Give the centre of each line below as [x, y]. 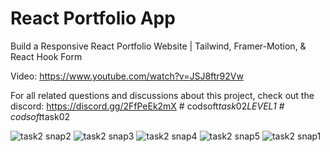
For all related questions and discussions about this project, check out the [162, 95]
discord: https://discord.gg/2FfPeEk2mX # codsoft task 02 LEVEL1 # [147, 106]
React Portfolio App [93, 18]
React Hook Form [46, 56]
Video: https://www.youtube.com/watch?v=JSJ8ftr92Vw [127, 76]
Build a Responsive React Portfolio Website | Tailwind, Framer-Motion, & [158, 46]
